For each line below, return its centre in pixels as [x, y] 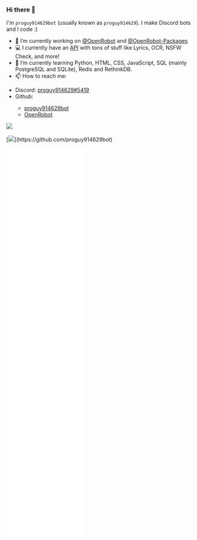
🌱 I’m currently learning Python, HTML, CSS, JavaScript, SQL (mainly [101, 63]
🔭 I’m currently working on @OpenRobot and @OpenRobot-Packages [102, 41]
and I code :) [22, 29]
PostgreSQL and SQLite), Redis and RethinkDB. [73, 70]
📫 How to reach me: [41, 76]
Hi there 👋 [21, 10]
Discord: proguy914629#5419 [52, 90]
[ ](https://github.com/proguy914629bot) [60, 140]
